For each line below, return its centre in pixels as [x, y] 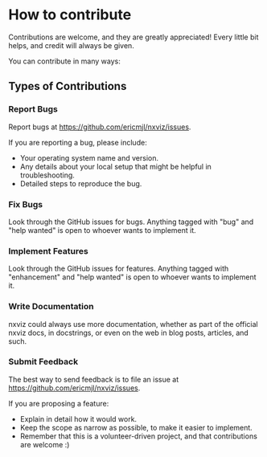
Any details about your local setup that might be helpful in [115, 166]
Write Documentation [51, 307]
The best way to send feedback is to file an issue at [94, 379]
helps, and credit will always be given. [71, 45]
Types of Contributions [68, 86]
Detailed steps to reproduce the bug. [81, 183]
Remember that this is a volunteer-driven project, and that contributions [138, 436]
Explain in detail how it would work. [78, 418]
